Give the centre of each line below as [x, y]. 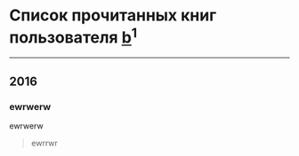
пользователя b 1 [73, 36]
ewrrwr [44, 143]
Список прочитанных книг [113, 16]
